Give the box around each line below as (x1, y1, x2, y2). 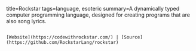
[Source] (121, 34, 143, 40)
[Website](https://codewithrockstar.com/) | (6, 34, 119, 40)
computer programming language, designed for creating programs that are (6, 11, 190, 18)
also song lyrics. (6, 18, 47, 24)
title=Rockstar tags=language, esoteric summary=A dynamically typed (6, 5, 180, 12)
